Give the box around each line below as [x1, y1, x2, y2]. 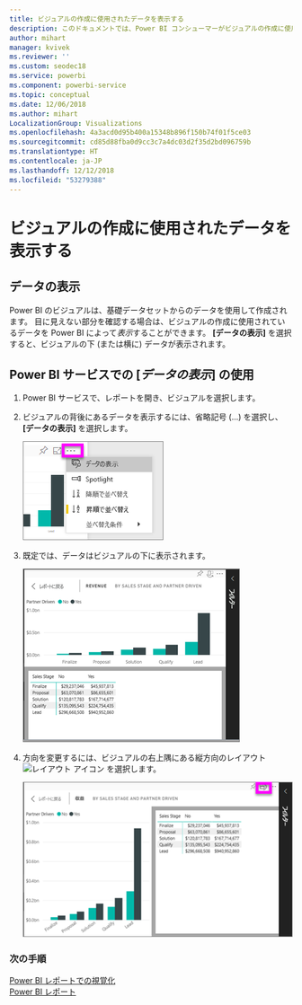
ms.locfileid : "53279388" [9, 175, 106, 184]
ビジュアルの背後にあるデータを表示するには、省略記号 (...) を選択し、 [22, 411, 283, 422]
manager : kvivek [9, 43, 70, 52]
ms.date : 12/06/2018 [9, 100, 87, 109]
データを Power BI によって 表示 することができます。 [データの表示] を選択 [16, 327, 292, 338]
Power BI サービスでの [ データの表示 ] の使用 [9, 366, 254, 382]
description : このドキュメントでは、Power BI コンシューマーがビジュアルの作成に [9, 23, 285, 33]
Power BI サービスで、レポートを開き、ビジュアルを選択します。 [22, 392, 261, 403]
